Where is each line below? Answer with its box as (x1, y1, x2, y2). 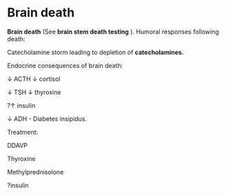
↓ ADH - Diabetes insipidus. (7, 115, 88, 123)
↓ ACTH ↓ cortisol (7, 74, 61, 83)
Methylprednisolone (7, 168, 64, 176)
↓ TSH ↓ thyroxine (7, 88, 61, 96)
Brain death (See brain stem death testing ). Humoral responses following (7, 27, 219, 36)
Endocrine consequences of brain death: (7, 61, 123, 69)
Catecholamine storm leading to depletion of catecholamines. (7, 48, 185, 56)
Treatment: (7, 128, 39, 136)
